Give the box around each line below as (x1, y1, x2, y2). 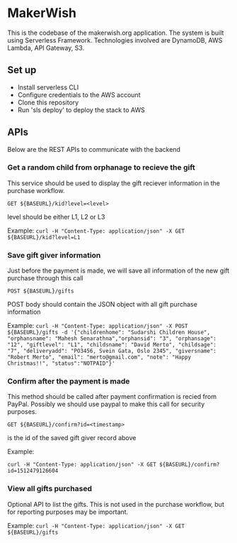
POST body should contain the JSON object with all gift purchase (7, 300, 198, 309)
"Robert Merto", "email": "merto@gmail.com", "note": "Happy (7, 353, 192, 361)
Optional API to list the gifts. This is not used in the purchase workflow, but (7, 500, 224, 508)
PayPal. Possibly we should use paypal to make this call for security (7, 400, 205, 409)
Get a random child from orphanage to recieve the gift (7, 163, 196, 172)
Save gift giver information (7, 250, 101, 260)
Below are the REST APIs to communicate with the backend (7, 145, 180, 153)
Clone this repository (17, 98, 79, 106)
